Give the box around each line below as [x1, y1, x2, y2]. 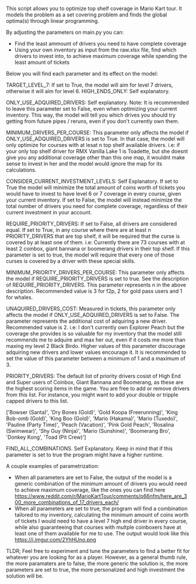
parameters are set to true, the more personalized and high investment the [6, 566, 185, 573]
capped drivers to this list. [6, 398, 69, 404]
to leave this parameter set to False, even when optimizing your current [6, 105, 177, 112]
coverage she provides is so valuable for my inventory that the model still [6, 330, 182, 337]
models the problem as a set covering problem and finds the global [6, 11, 167, 18]
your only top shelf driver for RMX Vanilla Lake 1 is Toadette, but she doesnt [6, 148, 188, 155]
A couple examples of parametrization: [6, 463, 99, 469]
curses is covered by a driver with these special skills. [6, 258, 136, 264]
